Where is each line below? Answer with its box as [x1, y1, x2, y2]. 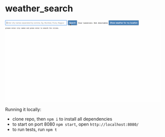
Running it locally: [5, 106, 41, 112]
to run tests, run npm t [12, 127, 57, 133]
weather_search [5, 3, 73, 14]
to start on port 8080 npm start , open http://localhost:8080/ [12, 121, 139, 127]
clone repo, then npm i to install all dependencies [12, 116, 113, 122]
